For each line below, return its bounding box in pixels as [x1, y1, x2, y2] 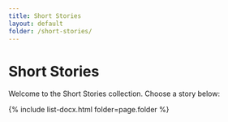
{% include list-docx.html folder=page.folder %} [8, 105, 170, 115]
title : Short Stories [8, 11, 82, 20]
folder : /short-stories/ [8, 27, 92, 35]
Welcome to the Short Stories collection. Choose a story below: [8, 89, 221, 98]
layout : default [8, 20, 63, 28]
